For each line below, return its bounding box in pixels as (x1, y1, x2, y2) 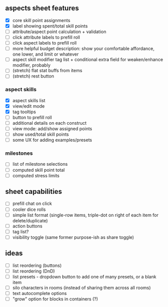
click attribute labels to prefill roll (12, 35, 80, 40)
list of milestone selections (12, 161, 68, 167)
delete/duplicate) (12, 217, 48, 223)
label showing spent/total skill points (12, 23, 88, 29)
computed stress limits (12, 172, 60, 178)
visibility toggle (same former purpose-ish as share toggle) (12, 234, 134, 240)
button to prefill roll (12, 114, 52, 120)
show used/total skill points (12, 131, 69, 137)
